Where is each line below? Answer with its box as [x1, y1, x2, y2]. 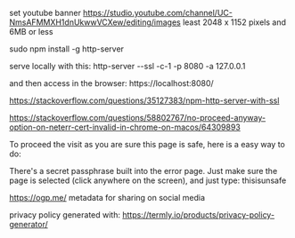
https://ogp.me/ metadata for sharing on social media [9, 193, 206, 202]
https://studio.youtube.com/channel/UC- [83, 8, 234, 18]
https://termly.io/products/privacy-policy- [121, 210, 275, 220]
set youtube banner [9, 8, 82, 18]
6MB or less [9, 27, 53, 36]
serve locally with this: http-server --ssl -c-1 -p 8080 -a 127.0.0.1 [9, 61, 246, 71]
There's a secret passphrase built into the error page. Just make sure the [9, 166, 278, 176]
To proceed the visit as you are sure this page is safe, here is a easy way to [9, 139, 285, 149]
